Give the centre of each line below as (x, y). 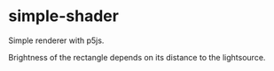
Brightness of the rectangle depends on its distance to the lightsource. (137, 57)
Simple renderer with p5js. (56, 40)
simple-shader (63, 16)
